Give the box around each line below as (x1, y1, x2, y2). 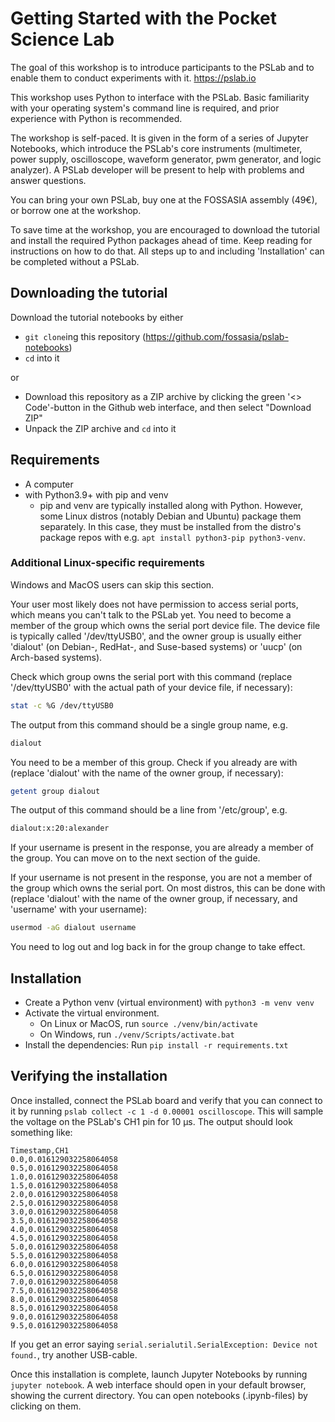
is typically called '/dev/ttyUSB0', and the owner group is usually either (10, 630, 302, 642)
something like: (10, 1126, 73, 1138)
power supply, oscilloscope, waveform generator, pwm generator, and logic (10, 153, 322, 165)
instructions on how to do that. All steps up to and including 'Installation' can (10, 245, 325, 257)
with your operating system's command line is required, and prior (10, 102, 280, 114)
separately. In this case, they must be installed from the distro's (39, 520, 302, 532)
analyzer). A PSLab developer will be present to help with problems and (10, 163, 305, 176)
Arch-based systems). (10, 651, 103, 663)
